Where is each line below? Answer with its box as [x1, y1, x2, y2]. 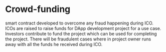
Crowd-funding [5, 3, 71, 15]
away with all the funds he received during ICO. [5, 41, 103, 47]
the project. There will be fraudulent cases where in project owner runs [5, 36, 151, 42]
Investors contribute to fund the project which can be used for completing [5, 30, 157, 36]
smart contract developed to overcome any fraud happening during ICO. [5, 20, 154, 26]
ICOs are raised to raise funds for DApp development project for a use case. [5, 25, 162, 31]
